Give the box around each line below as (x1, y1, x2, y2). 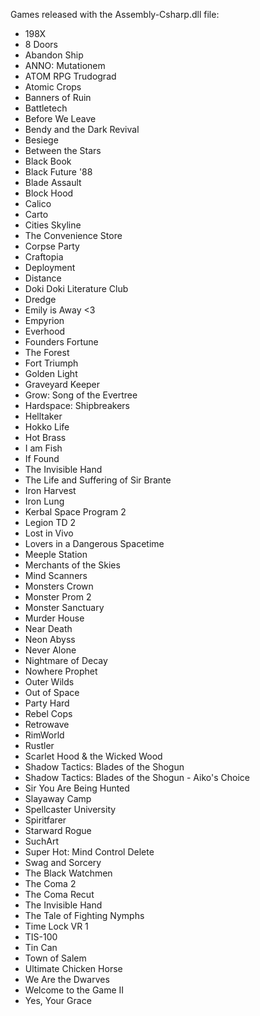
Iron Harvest (24, 485, 77, 496)
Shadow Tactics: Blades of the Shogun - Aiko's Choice (24, 772, 250, 783)
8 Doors (24, 39, 58, 50)
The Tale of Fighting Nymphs (24, 910, 145, 921)
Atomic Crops (24, 81, 82, 93)
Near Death (24, 623, 73, 634)
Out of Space (24, 687, 80, 698)
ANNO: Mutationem (24, 60, 106, 71)
